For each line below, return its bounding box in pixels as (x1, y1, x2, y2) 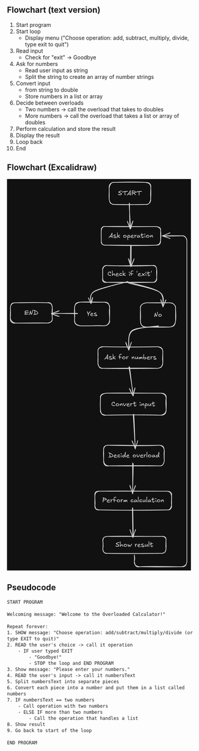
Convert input (15, 80, 51, 87)
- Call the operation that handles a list (29, 716, 139, 722)
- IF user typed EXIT (18, 648, 73, 654)
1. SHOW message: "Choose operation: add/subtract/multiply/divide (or (7, 630, 193, 636)
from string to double (24, 86, 79, 94)
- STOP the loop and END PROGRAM (29, 660, 114, 667)
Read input (15, 47, 43, 54)
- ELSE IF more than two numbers (18, 709, 103, 716)
